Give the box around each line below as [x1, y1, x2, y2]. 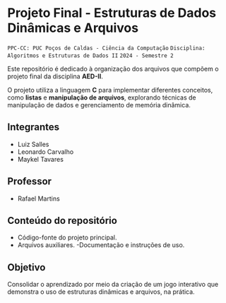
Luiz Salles [17, 140, 49, 148]
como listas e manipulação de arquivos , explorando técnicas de [7, 93, 196, 102]
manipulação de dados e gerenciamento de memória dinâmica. [7, 100, 191, 109]
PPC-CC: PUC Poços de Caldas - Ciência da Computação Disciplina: [7, 44, 206, 52]
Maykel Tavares [17, 155, 64, 163]
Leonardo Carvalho [17, 147, 74, 156]
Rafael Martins [17, 194, 60, 203]
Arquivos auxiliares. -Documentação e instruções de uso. [17, 241, 185, 249]
